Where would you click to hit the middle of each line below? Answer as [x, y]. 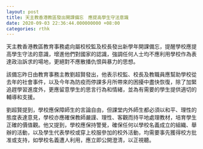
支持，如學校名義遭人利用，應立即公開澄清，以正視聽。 [85, 140]
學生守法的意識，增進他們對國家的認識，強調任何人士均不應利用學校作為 [101, 54]
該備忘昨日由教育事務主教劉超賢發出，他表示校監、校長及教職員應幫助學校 [99, 74]
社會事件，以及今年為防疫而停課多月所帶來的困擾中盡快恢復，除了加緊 [109, 82]
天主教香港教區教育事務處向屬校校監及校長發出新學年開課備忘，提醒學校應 [99, 46]
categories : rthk [28, 29]
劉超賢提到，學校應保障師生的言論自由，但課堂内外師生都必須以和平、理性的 [101, 110]
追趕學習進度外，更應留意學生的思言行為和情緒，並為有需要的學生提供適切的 [101, 90]
